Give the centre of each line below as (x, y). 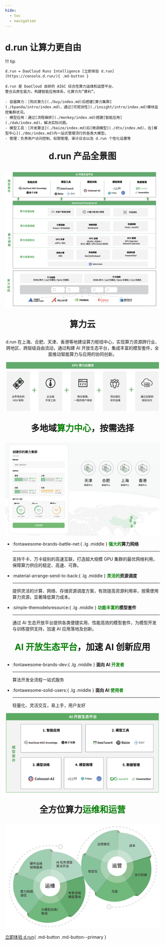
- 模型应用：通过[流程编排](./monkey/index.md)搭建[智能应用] (64, 118)
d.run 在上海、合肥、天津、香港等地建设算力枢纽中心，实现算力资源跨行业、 (82, 342)
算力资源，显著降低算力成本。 (42, 597)
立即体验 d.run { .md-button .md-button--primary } (56, 937)
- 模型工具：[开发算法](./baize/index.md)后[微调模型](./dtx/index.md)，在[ (79, 128)
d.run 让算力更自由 (43, 47)
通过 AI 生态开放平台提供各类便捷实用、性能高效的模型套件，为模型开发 (84, 623)
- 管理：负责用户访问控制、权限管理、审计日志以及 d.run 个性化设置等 (68, 139)
